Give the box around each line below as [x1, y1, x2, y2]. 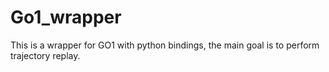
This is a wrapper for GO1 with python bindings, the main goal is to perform [10, 39, 320, 51]
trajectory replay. [10, 49, 81, 61]
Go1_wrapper [10, 6, 122, 29]
